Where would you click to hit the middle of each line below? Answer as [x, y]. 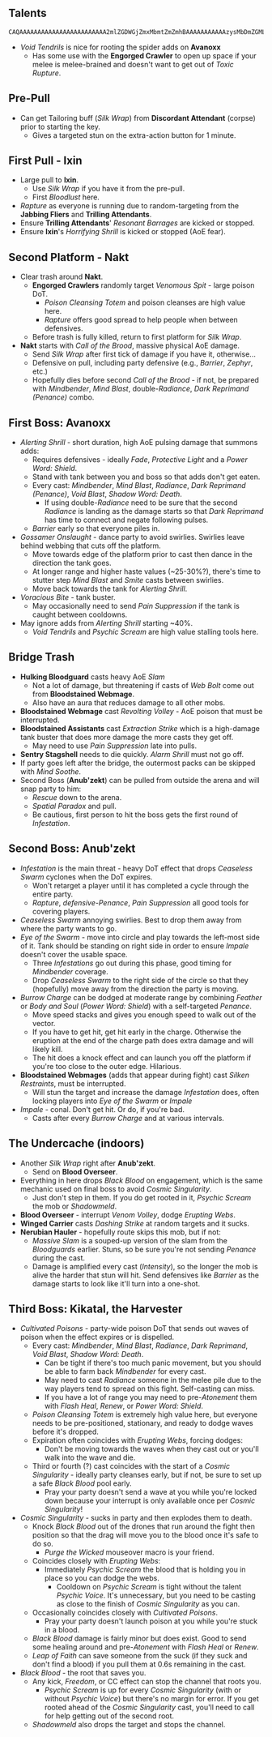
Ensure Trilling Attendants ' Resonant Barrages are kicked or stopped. [137, 223]
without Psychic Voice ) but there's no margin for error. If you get [151, 1699]
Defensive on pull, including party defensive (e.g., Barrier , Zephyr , [142, 363]
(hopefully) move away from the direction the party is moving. [135, 989]
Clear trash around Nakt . [62, 277]
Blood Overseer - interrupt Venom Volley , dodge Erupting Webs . [128, 1214]
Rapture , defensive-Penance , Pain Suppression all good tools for [140, 902]
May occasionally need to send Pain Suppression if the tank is [136, 606]
